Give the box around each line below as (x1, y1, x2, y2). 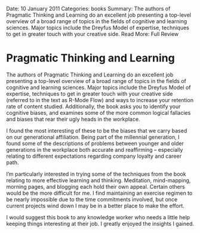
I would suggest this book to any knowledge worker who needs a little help (6, 213, 190, 220)
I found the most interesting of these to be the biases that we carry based (6, 127, 187, 134)
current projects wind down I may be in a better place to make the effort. (6, 202, 185, 209)
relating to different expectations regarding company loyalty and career (6, 152, 182, 160)
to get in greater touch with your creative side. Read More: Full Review (6, 30, 179, 38)
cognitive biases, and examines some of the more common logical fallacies (6, 109, 191, 116)
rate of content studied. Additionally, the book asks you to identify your (6, 103, 181, 110)
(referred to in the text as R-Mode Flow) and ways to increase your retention (6, 96, 194, 103)
